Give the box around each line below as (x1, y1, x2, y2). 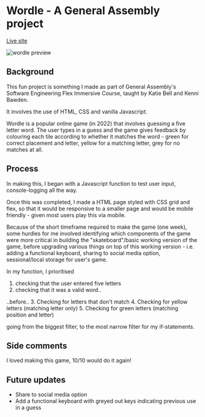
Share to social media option (15, 391, 88, 399)
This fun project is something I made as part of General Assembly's (6, 83, 176, 90)
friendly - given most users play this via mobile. (6, 211, 126, 218)
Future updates (6, 375, 66, 385)
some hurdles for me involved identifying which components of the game (6, 229, 191, 237)
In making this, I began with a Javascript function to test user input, (6, 180, 176, 187)
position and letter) (6, 311, 54, 318)
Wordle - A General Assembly (6, 4, 160, 18)
